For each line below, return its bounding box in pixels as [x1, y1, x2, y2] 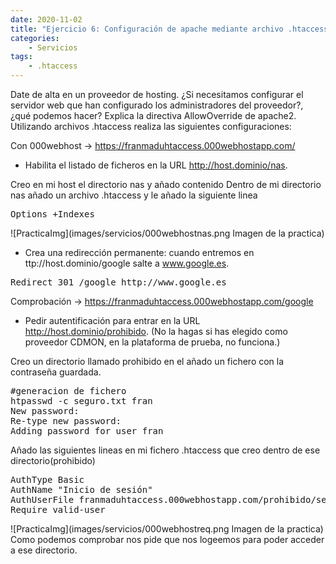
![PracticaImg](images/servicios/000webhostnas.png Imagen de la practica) [10, 227, 325, 239]
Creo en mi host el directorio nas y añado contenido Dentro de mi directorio [10, 179, 322, 190]
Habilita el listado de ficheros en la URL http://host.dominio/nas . [24, 159, 288, 171]
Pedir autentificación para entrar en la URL [24, 315, 201, 326]
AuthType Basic [10, 474, 85, 485]
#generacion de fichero [10, 386, 127, 396]
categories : [10, 33, 60, 43]
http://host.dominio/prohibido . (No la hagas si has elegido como [24, 326, 288, 337]
